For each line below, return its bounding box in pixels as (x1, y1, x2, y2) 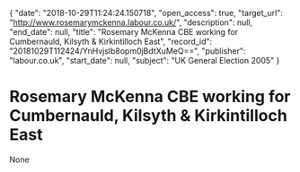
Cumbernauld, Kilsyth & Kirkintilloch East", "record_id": (9, 36, 213, 47)
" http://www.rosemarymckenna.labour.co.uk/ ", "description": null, (9, 17, 253, 28)
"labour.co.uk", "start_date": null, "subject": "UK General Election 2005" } (9, 56, 280, 65)
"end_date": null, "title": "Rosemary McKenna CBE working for (9, 27, 239, 37)
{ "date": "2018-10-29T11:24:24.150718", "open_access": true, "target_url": (9, 8, 283, 18)
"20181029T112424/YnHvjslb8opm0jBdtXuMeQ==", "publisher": (9, 46, 246, 56)
